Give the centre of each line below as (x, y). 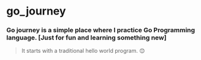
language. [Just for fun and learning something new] (86, 38)
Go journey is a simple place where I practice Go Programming (101, 30)
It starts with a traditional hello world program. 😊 (83, 51)
